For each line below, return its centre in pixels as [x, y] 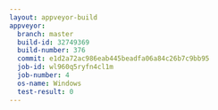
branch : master [46, 34]
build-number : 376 [52, 51]
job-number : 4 [43, 75]
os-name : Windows [50, 83]
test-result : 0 [46, 91]
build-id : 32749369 [54, 42]
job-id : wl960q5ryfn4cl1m [66, 67]
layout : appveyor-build [54, 17]
